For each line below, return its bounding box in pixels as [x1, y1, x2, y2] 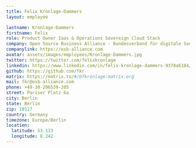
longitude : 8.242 [11, 133, 54, 139]
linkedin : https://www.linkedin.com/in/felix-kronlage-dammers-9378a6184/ [6, 63, 192, 68]
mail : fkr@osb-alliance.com [6, 79, 75, 85]
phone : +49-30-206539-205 [6, 84, 69, 91]
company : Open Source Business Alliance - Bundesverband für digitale [6, 41, 181, 47]
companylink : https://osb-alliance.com [6, 46, 103, 53]
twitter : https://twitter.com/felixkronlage [6, 57, 116, 63]
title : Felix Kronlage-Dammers [6, 8, 82, 15]
